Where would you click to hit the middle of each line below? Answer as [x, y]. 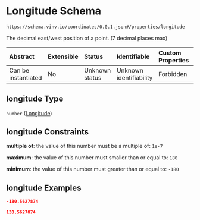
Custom [170, 53]
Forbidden [173, 74]
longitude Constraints [48, 132]
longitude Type [35, 99]
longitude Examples [44, 188]
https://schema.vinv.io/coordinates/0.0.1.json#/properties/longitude [96, 27]
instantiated [26, 77]
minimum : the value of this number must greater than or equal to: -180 [93, 169]
